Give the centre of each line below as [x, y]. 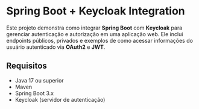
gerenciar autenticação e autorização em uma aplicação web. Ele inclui [95, 34]
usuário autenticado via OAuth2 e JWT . [56, 47]
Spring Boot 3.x [34, 93]
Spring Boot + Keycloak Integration [96, 11]
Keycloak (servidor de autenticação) [60, 99]
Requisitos [27, 66]
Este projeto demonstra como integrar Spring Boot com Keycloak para [94, 28]
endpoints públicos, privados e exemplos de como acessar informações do [99, 40]
